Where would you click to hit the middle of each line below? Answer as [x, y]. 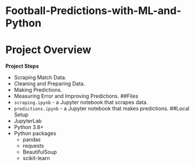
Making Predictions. [38, 90]
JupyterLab [28, 121]
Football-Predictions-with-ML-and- [93, 11]
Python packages [35, 133]
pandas [32, 140]
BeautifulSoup [40, 152]
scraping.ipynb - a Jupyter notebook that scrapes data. [81, 102]
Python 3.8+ [29, 127]
